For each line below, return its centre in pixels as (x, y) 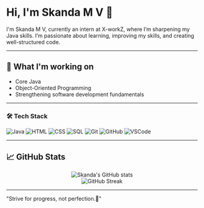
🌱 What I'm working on (50, 67)
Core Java (28, 81)
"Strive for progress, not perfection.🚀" (54, 198)
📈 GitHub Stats (36, 157)
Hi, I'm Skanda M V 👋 (60, 12)
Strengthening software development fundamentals (80, 94)
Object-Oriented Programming (53, 88)
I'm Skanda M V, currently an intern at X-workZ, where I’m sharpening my (98, 29)
